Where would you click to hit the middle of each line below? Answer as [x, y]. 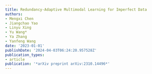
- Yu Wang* [16, 32]
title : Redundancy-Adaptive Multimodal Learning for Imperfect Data [76, 9]
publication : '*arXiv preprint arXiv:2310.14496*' [57, 64]
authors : [14, 14]
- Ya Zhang [16, 37]
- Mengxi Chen [19, 18]
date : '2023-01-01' [25, 46]
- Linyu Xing [18, 28]
